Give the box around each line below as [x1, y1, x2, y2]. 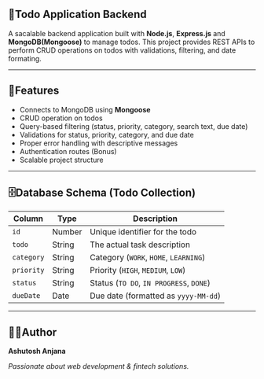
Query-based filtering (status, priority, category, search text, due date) [19, 121, 248, 131]
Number [52, 226, 82, 237]
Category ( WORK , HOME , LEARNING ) [90, 252, 206, 263]
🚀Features [8, 84, 60, 98]
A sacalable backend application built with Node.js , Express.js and [8, 28, 225, 38]
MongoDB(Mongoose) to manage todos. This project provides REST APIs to [8, 37, 255, 46]
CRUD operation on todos [19, 113, 104, 123]
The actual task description [90, 239, 191, 250]
